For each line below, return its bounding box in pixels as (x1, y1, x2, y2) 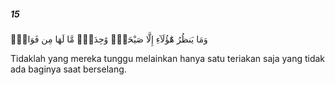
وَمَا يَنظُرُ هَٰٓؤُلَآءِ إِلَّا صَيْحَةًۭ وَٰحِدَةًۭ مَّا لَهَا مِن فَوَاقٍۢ (10, 33, 208, 45)
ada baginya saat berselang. (10, 63, 127, 75)
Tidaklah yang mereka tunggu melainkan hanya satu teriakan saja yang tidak (10, 52, 326, 64)
